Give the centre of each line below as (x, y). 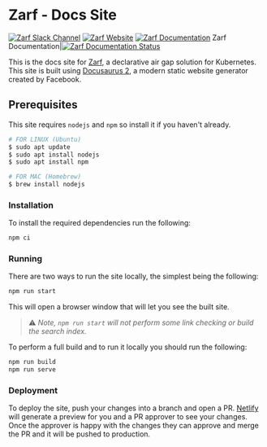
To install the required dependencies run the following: (99, 223)
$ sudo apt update (39, 147)
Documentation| (35, 46)
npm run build (32, 362)
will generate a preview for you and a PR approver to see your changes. (128, 417)
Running (26, 259)
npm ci (19, 238)
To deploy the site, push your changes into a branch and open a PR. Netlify (133, 408)
